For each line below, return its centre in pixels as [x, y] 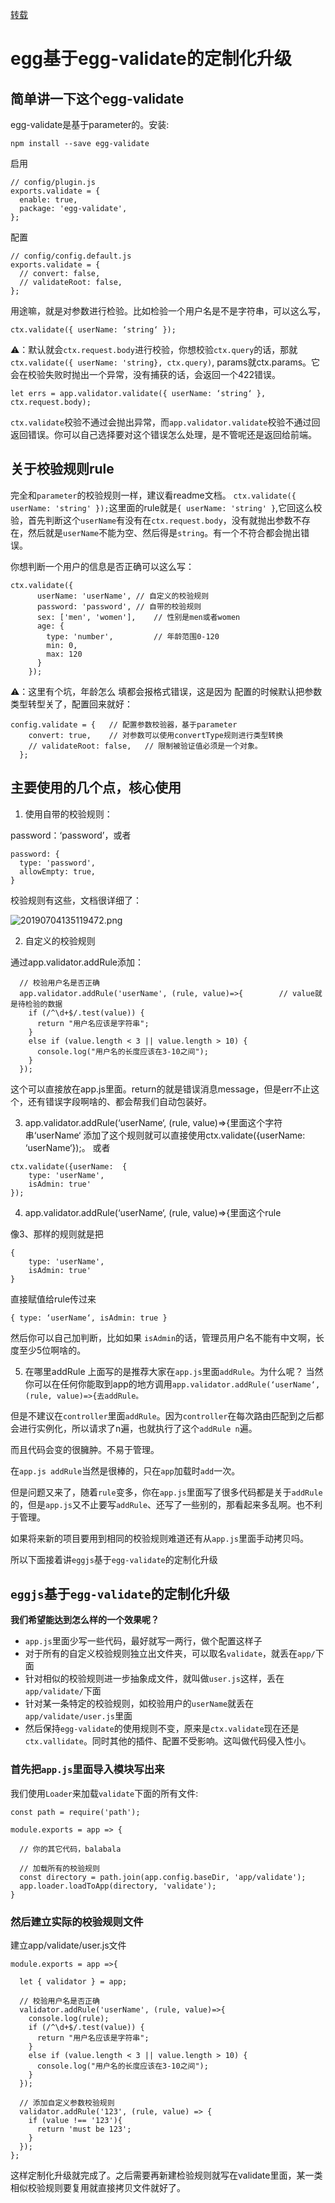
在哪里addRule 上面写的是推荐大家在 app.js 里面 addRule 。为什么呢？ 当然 [174, 1371]
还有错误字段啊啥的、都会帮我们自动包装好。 [119, 1101]
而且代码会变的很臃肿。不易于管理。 [85, 1449]
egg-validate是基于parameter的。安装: [90, 124]
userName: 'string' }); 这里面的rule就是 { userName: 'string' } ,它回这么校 [166, 507]
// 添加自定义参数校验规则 [67, 2103]
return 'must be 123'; [84, 2129]
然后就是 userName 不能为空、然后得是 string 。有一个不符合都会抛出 [164, 532]
